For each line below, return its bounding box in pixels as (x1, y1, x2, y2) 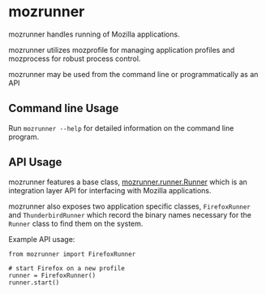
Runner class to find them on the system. (8, 218, 144, 228)
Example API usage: (8, 234, 75, 244)
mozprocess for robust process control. (8, 54, 141, 63)
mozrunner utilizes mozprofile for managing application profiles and (8, 45, 235, 54)
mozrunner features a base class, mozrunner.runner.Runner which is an (8, 177, 247, 187)
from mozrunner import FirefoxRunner (8, 250, 136, 258)
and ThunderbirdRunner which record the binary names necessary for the (8, 210, 251, 219)
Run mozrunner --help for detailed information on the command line (8, 123, 234, 132)
